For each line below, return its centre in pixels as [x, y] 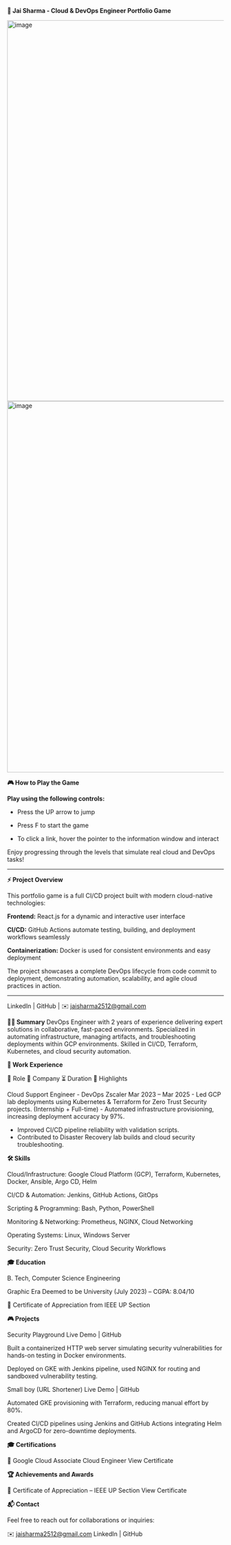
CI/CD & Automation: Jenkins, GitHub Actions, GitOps [83, 1195]
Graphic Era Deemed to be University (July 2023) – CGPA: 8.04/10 [101, 1291]
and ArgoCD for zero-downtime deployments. [72, 1431]
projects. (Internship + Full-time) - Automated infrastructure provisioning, [111, 1109]
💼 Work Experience [35, 1065]
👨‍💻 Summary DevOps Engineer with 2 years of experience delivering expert [115, 1022]
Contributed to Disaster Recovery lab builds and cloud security [106, 1137]
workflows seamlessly [38, 937]
